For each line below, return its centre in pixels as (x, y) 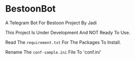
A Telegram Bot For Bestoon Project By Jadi (51, 23)
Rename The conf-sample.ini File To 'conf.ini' (53, 52)
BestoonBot (30, 9)
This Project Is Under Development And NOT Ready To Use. (68, 32)
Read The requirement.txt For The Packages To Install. (63, 42)
